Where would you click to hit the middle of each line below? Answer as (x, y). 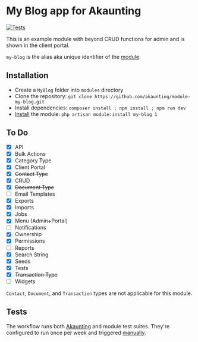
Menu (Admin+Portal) (41, 221)
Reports (24, 247)
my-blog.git (29, 102)
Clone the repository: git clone (53, 96)
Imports (24, 208)
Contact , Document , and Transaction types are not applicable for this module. (99, 293)
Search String (32, 255)
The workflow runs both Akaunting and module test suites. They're (88, 326)
